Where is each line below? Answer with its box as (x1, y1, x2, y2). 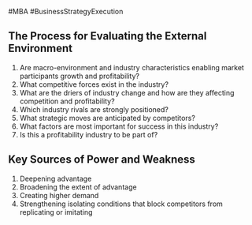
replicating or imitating (19, 207, 93, 216)
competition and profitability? (19, 96, 116, 106)
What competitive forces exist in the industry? (19, 79, 169, 89)
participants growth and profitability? (19, 71, 140, 81)
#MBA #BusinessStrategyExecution (8, 7, 124, 16)
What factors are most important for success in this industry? (19, 122, 219, 131)
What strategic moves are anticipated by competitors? (19, 113, 195, 122)
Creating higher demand (19, 190, 99, 200)
